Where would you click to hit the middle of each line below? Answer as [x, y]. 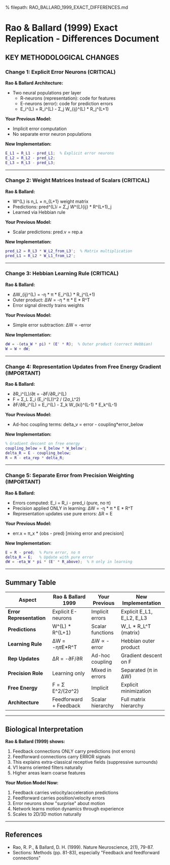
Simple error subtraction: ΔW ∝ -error [52, 325]
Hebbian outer [138, 641]
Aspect [28, 600]
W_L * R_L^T [136, 626]
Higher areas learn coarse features [49, 773]
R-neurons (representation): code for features [68, 98]
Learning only [69, 673]
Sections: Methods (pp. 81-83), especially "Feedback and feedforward [86, 852]
